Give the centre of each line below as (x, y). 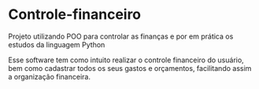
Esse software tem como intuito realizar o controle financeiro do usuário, (126, 60)
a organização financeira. (49, 76)
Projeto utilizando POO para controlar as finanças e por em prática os (121, 36)
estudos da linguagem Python (57, 44)
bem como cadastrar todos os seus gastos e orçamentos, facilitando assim (130, 68)
